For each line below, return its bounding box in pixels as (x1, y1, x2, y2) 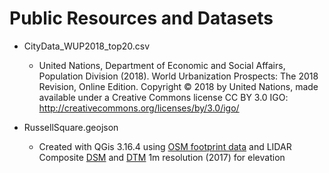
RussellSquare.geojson (23, 121, 119, 133)
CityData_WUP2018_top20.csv (23, 40, 151, 52)
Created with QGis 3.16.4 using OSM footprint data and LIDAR (38, 140, 292, 152)
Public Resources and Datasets (9, 7, 274, 30)
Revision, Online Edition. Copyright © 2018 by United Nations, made (38, 80, 319, 92)
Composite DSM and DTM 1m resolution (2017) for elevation (38, 151, 286, 163)
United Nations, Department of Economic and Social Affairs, (38, 59, 286, 71)
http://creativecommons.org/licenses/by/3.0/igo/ (38, 102, 240, 114)
